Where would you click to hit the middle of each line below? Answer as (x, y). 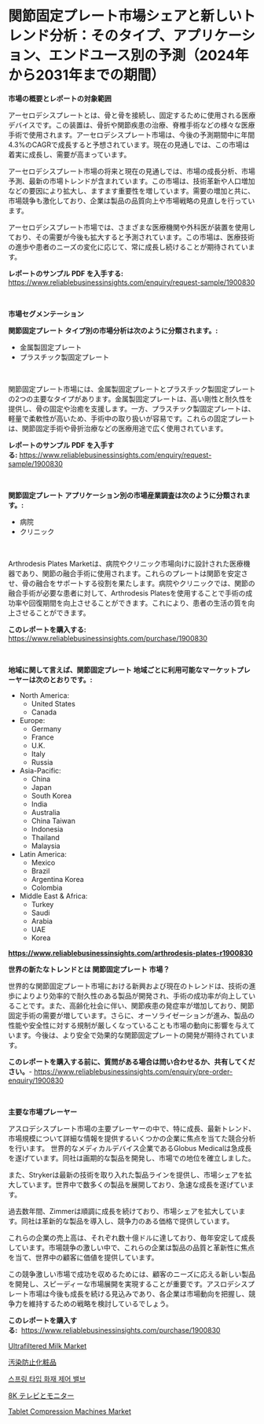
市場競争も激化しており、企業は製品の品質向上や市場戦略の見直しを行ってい (132, 201)
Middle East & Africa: (53, 896)
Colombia (47, 887)
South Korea (51, 795)
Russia (42, 762)
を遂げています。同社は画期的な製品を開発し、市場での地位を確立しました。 (132, 1158)
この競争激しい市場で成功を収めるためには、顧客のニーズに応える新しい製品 (132, 1274)
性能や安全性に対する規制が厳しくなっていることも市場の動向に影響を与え (128, 1025)
